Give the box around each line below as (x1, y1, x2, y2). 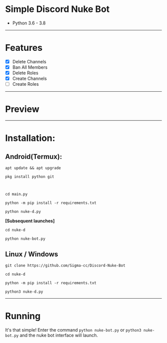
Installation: (5, 133, 56, 144)
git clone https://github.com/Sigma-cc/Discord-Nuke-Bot (5, 263, 126, 268)
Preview (5, 104, 40, 115)
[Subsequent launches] (5, 218, 55, 224)
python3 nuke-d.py (5, 289, 43, 294)
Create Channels (12, 76, 47, 82)
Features (5, 42, 43, 53)
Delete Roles (12, 70, 39, 76)
